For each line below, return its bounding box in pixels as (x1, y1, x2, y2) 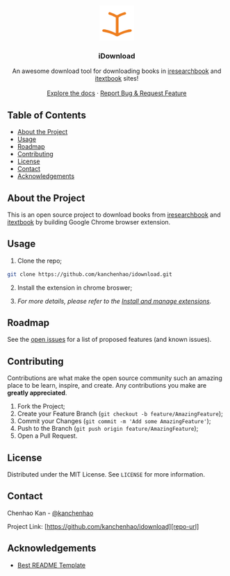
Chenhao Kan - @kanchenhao (7, 509, 94, 517)
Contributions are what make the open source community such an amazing (7, 374, 222, 382)
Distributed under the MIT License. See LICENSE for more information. (7, 470, 205, 479)
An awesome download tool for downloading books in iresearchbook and (12, 67, 222, 75)
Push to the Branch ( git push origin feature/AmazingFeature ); (17, 425, 199, 433)
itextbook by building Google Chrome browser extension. (7, 217, 171, 226)
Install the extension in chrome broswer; (17, 283, 133, 292)
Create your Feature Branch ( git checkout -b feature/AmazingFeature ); (17, 409, 224, 418)
